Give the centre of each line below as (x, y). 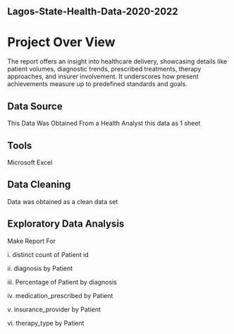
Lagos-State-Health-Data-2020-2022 (93, 12)
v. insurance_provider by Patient (54, 309)
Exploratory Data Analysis (66, 224)
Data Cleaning (39, 185)
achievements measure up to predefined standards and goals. (98, 84)
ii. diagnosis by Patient (40, 268)
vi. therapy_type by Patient (46, 323)
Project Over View (61, 42)
